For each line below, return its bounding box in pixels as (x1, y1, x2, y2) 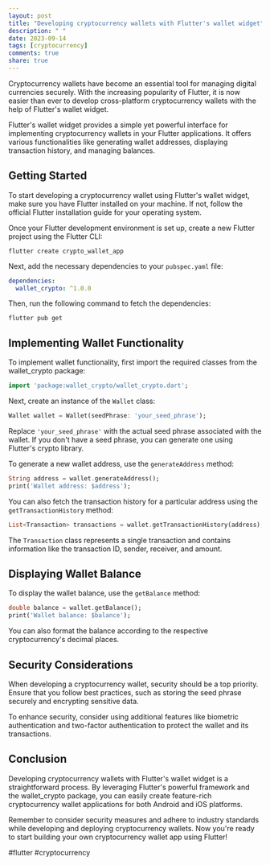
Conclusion (8, 752, 67, 766)
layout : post (8, 11, 52, 20)
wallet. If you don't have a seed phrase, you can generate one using (8, 435, 233, 444)
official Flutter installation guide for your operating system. (8, 207, 202, 217)
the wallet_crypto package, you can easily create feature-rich (8, 790, 212, 801)
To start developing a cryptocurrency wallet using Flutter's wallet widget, (8, 190, 251, 200)
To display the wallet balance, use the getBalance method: (8, 588, 201, 598)
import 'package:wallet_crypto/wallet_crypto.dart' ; (8, 381, 189, 390)
